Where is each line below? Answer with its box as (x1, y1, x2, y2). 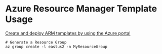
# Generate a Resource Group (5, 39, 67, 45)
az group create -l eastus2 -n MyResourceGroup (5, 44, 108, 49)
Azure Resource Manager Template (5, 3, 157, 14)
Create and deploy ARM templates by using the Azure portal (5, 30, 131, 36)
